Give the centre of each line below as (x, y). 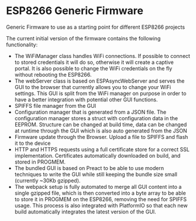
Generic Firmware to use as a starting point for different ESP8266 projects (96, 27)
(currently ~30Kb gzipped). (47, 181)
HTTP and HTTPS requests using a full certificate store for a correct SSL (102, 149)
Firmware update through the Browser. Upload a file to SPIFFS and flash (101, 137)
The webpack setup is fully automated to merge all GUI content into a (98, 186)
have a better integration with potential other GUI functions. (86, 99)
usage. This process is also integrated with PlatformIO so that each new (101, 205)
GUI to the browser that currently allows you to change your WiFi (93, 87)
